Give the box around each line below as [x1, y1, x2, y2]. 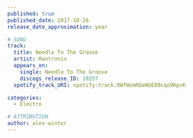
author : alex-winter [7, 120, 68, 127]
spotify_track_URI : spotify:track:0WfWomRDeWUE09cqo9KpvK [13, 81, 187, 88]
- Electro [13, 101, 42, 108]
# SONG [7, 36, 27, 43]
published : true [7, 10, 55, 18]
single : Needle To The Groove [20, 68, 108, 76]
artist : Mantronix [13, 55, 68, 63]
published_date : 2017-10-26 [7, 17, 90, 24]
